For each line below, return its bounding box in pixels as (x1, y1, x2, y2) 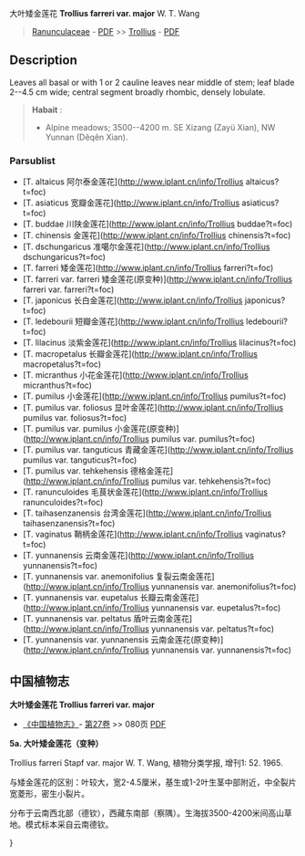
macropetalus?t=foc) (22, 359, 102, 370)
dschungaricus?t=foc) (22, 252, 107, 263)
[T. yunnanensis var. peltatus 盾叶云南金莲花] (22, 613, 193, 624)
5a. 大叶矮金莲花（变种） (9, 737, 104, 748)
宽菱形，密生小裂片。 (9, 788, 89, 799)
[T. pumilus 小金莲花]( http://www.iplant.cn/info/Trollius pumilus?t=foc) (22, 391, 287, 402)
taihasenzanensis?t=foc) (22, 518, 116, 529)
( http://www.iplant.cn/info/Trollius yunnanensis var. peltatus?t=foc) (22, 623, 275, 634)
